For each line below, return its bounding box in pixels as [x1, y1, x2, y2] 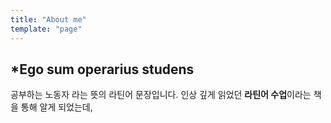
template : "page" [10, 24, 83, 34]
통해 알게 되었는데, [20, 101, 93, 113]
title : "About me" [10, 14, 87, 25]
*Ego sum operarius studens [10, 61, 195, 78]
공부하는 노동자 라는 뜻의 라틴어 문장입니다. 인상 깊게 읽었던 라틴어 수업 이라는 [10, 89, 312, 101]
